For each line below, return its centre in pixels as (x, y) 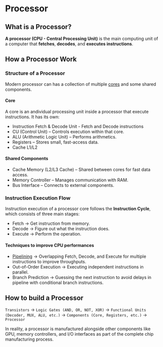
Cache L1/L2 (25, 147)
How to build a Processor (44, 298)
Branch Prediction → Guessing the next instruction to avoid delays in (82, 277)
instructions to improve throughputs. (49, 261)
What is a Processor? (38, 27)
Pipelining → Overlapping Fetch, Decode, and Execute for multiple (79, 256)
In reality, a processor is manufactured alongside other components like (78, 329)
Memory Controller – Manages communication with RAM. (70, 180)
